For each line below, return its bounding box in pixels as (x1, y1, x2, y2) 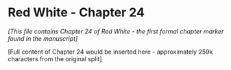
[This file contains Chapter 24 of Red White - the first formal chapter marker (8, 27, 224, 35)
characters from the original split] (8, 54, 102, 63)
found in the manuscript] (8, 34, 78, 42)
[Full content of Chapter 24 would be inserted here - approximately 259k (8, 48, 213, 56)
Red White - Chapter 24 (8, 5, 145, 20)
